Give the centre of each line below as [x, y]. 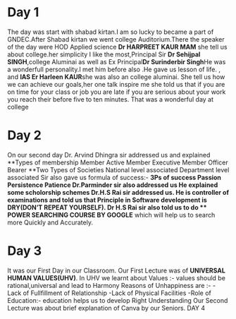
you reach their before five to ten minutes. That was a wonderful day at [110, 99]
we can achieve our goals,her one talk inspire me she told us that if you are [116, 84]
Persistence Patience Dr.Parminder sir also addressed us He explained [113, 185]
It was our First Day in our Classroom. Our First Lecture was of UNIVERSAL [116, 270]
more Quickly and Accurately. [50, 222]
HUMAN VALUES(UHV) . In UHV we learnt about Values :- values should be [116, 278]
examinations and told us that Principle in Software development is [107, 200]
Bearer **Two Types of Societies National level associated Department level [118, 169]
